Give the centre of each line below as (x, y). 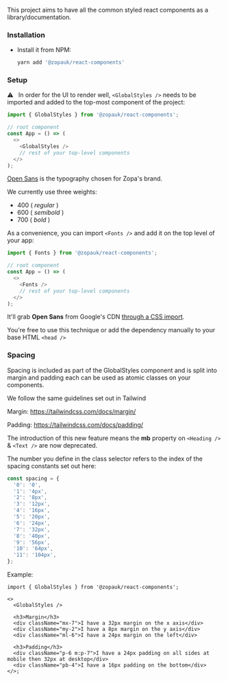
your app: (21, 240)
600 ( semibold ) (40, 213)
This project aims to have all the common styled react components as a (108, 10)
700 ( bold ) (34, 220)
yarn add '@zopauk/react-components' (71, 62)
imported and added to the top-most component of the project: (96, 102)
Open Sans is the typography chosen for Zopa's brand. (85, 178)
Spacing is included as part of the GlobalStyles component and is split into (112, 370)
